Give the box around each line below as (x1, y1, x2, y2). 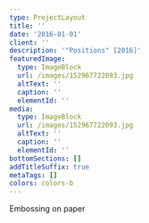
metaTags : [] (9, 170, 58, 179)
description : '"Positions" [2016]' (9, 46, 142, 55)
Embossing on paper (9, 203, 86, 214)
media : (9, 104, 34, 113)
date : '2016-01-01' (9, 29, 82, 38)
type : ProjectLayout (9, 12, 87, 22)
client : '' (9, 37, 50, 47)
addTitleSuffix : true (9, 162, 90, 171)
